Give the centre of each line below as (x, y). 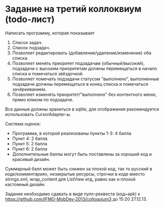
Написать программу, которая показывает (50, 33)
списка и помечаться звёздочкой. (48, 73)
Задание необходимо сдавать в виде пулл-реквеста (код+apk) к (73, 194)
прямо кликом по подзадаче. (43, 99)
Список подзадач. (31, 47)
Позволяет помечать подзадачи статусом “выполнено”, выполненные (86, 79)
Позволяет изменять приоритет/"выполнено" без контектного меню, (84, 94)
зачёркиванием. (29, 89)
